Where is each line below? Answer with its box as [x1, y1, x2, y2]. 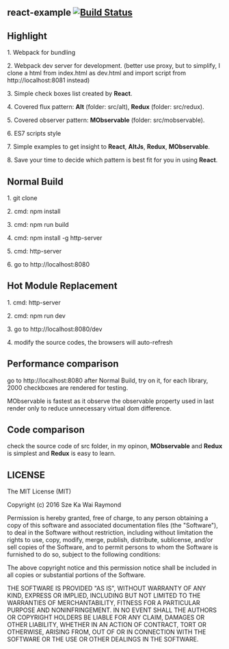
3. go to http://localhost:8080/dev [7, 325, 103, 333]
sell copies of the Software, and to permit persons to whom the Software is [7, 543, 219, 552]
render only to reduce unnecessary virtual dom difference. [7, 404, 172, 412]
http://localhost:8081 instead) [7, 76, 90, 84]
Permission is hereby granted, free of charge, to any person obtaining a [7, 514, 208, 522]
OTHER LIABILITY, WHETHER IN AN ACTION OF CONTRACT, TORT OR [7, 621, 206, 629]
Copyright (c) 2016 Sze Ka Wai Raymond [7, 501, 122, 509]
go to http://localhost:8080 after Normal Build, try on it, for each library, [7, 376, 208, 384]
